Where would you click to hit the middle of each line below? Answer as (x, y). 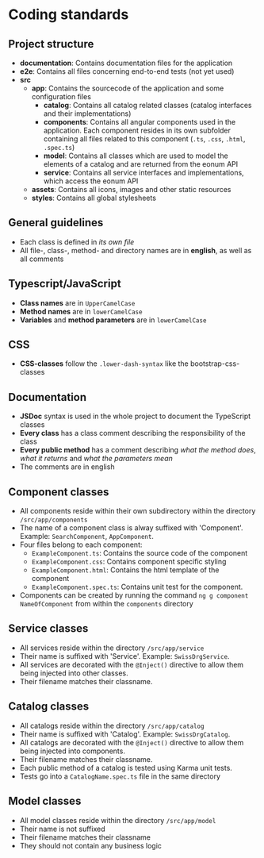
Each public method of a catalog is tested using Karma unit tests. (126, 768)
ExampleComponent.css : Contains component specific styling (129, 562)
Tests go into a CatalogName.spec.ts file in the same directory (120, 776)
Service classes (48, 629)
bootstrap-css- (215, 364)
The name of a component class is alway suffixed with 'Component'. (131, 528)
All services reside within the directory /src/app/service (112, 648)
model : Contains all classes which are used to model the (136, 156)
